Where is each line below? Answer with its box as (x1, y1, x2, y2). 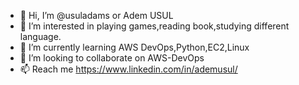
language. (19, 31, 62, 42)
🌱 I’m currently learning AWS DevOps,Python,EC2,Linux (19, 41, 250, 53)
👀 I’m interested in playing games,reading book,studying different (19, 20, 290, 32)
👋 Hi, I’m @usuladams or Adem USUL (19, 10, 174, 21)
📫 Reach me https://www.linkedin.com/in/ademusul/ (19, 63, 238, 75)
